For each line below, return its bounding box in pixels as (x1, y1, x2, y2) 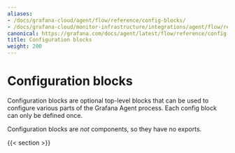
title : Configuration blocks (7, 36, 92, 44)
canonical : (7, 29, 39, 37)
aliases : (7, 10, 33, 18)
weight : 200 (7, 43, 42, 50)
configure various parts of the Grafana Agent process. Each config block (7, 103, 217, 112)
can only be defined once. (7, 111, 83, 119)
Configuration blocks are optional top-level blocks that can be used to (7, 96, 209, 105)
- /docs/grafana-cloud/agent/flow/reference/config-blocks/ (7, 17, 187, 24)
